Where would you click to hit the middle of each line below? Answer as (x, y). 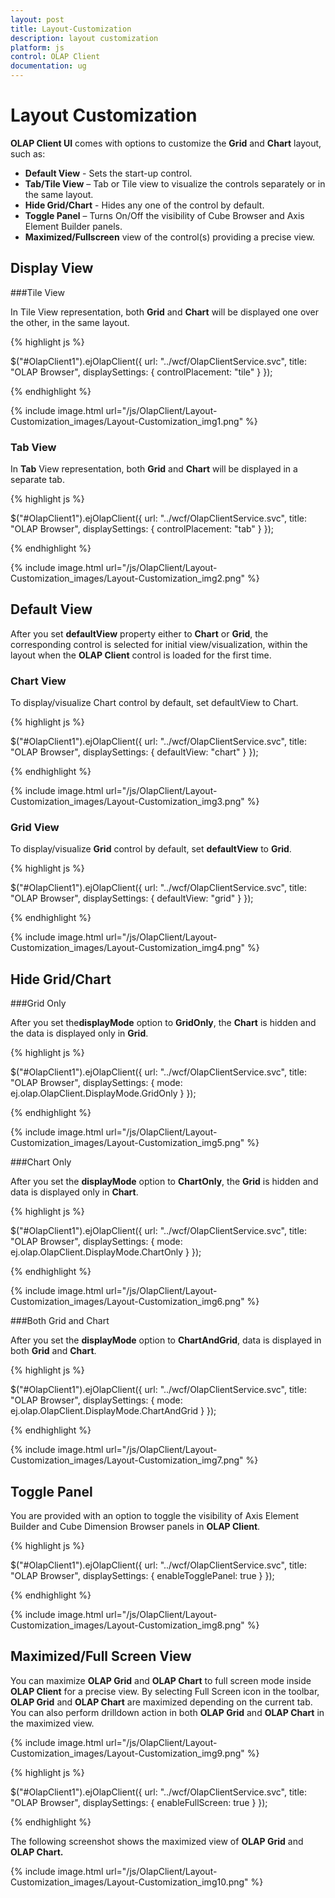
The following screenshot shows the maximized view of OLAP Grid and (157, 1841)
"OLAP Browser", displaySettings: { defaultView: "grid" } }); (132, 898)
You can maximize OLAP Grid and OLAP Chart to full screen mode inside (161, 1680)
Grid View (35, 828)
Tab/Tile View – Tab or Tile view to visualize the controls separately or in (175, 183)
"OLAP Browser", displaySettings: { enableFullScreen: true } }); (139, 1802)
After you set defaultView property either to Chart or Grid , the (139, 633)
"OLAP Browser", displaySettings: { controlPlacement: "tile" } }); (141, 372)
